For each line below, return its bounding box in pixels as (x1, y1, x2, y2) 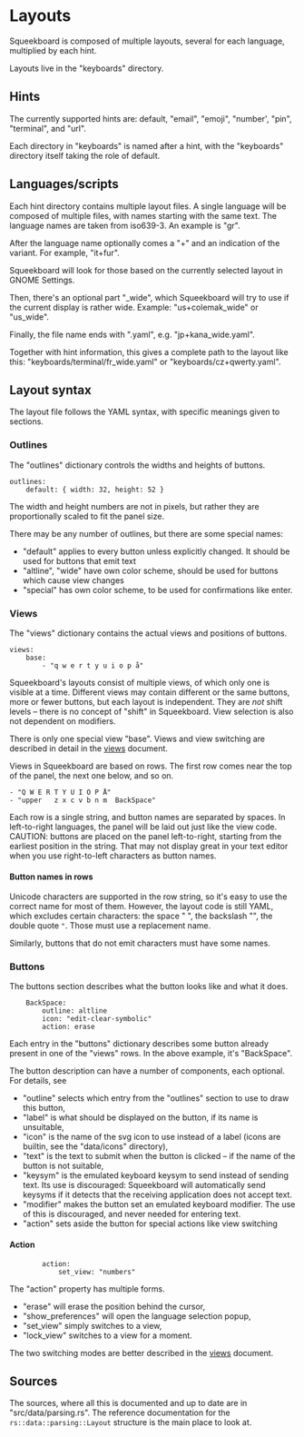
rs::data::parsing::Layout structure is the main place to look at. (9, 1417, 252, 1428)
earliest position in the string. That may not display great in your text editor (9, 840, 289, 851)
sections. (9, 416, 44, 427)
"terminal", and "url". (9, 123, 86, 134)
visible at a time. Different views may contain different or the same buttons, (9, 687, 290, 698)
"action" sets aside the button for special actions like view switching (22, 1218, 279, 1229)
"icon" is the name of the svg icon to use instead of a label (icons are (22, 1132, 281, 1143)
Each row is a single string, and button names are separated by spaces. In (9, 811, 286, 822)
